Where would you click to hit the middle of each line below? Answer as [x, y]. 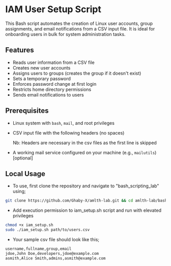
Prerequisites [27, 111]
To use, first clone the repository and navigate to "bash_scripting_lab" [86, 186]
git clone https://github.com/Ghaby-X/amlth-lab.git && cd [69, 201]
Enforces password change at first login [54, 84]
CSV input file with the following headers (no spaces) [68, 132]
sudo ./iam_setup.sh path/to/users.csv [48, 230]
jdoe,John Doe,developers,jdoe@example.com [52, 253]
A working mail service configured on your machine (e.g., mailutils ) [84, 152]
